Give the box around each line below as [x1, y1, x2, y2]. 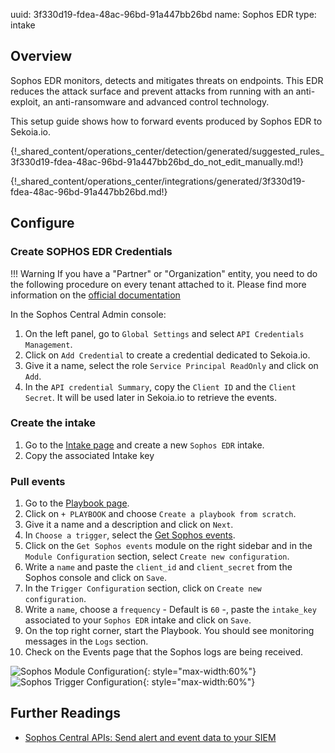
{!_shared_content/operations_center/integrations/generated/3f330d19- [10, 175, 306, 187]
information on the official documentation [10, 289, 181, 301]
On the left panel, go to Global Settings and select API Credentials [24, 327, 305, 339]
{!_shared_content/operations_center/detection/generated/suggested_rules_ [10, 145, 325, 157]
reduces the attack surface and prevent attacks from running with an [10, 85, 294, 97]
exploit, [10, 95, 41, 108]
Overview [10, 48, 73, 65]
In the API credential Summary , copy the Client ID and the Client [24, 380, 297, 393]
